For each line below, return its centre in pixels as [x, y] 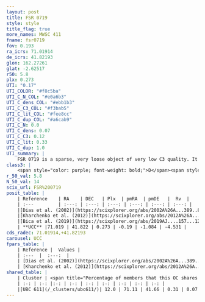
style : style [23, 23]
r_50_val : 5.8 [24, 176]
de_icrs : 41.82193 [30, 57]
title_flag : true [28, 29]
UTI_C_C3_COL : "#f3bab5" [38, 108]
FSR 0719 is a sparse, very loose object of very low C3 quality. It [108, 159]
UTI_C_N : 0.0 [23, 125]
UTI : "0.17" [21, 86]
